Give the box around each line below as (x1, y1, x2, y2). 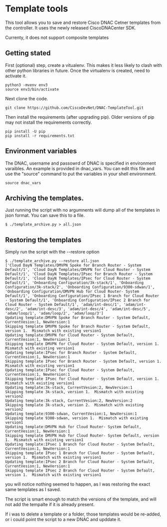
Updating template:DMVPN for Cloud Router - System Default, (5, 333, 135, 338)
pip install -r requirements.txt (5, 133, 75, 138)
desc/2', (5, 306, 23, 312)
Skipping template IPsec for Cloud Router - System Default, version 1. (5, 376, 160, 382)
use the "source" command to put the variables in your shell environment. (5, 171, 157, 177)
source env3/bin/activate (5, 87, 59, 92)
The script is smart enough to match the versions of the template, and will (5, 496, 157, 502)
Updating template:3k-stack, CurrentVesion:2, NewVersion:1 (5, 385, 133, 390)
